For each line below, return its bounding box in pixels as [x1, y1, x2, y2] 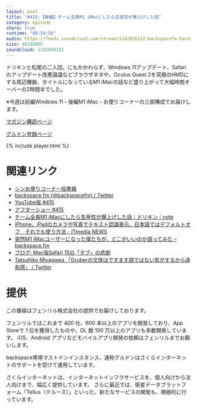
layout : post [6, 8, 38, 15]
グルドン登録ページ [6, 130, 53, 137]
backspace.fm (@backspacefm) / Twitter [14, 191, 114, 198]
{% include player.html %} [6, 142, 69, 149]
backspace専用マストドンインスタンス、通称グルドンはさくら [6, 353, 156, 361]
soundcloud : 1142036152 [6, 47, 64, 53]
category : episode [6, 19, 51, 25]
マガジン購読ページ [6, 118, 53, 125]
